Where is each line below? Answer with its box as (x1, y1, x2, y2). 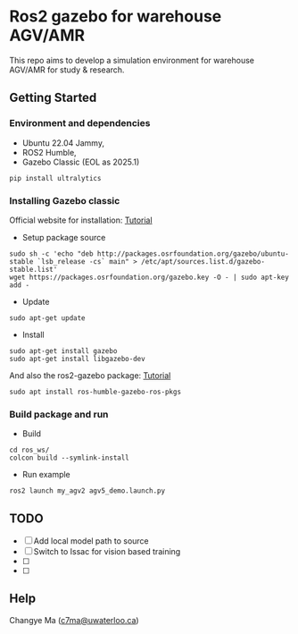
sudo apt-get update (9, 313, 87, 323)
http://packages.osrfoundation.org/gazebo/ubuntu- (96, 249, 290, 258)
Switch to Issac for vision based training (33, 546, 181, 557)
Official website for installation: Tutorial (9, 215, 153, 225)
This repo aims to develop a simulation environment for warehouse (9, 55, 255, 65)
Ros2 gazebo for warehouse (9, 6, 222, 27)
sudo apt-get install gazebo (9, 346, 118, 355)
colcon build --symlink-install (9, 453, 129, 462)
